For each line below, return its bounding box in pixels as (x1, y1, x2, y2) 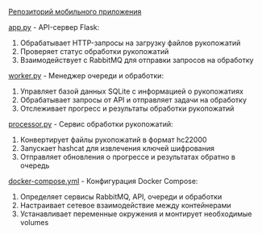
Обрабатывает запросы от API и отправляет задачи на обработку (19, 95, 247, 104)
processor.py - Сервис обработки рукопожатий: (8, 119, 173, 128)
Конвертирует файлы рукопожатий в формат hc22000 (19, 135, 207, 144)
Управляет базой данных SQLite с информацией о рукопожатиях (19, 86, 244, 96)
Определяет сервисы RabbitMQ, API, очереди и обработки (19, 192, 222, 201)
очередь (19, 161, 50, 170)
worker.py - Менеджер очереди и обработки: (8, 71, 164, 80)
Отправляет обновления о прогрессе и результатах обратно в (19, 153, 236, 161)
